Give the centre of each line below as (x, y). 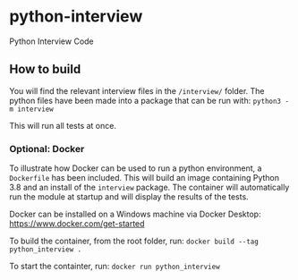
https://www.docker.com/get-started (77, 224)
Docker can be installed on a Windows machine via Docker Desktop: (135, 214)
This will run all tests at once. (63, 125)
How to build (45, 69)
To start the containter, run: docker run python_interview (115, 267)
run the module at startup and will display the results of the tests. (129, 197)
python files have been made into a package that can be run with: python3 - (149, 100)
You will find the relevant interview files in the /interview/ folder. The (137, 90)
